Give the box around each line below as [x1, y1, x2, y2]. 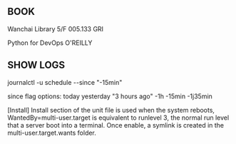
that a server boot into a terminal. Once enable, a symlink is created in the [7, 120, 225, 129]
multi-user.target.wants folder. [7, 128, 96, 137]
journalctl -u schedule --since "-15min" [7, 78, 123, 86]
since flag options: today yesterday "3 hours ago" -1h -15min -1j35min [7, 92, 212, 101]
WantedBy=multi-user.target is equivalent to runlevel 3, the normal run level [7, 113, 230, 122]
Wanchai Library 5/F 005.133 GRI [7, 24, 104, 33]
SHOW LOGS [7, 59, 66, 71]
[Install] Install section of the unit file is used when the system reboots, [7, 106, 215, 114]
